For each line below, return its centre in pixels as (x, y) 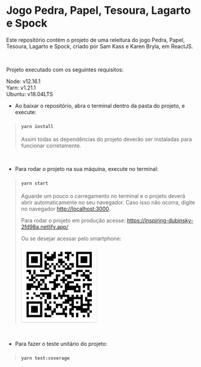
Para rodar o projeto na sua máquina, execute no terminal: (87, 169)
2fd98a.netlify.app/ (45, 227)
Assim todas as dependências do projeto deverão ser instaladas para (106, 140)
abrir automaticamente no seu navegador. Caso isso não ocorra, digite (108, 203)
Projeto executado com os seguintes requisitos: (65, 69)
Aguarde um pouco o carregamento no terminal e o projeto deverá (103, 196)
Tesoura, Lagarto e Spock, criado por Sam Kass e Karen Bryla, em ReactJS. (100, 46)
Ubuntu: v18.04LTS (30, 94)
